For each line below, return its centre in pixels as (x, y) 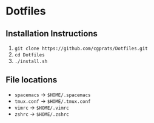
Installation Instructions (52, 34)
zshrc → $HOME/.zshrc (42, 114)
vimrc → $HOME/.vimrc (42, 107)
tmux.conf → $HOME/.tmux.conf (53, 101)
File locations (32, 80)
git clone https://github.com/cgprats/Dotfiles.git (81, 48)
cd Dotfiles (29, 55)
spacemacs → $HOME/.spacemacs (53, 95)
